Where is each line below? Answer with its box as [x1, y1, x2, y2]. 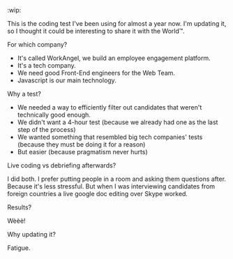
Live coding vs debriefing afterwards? [7, 161, 116, 170]
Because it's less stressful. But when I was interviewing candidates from [7, 182, 216, 191]
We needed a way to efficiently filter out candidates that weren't [17, 103, 202, 111]
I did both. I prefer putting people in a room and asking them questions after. [7, 175, 227, 183]
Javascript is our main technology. [17, 76, 116, 84]
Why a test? [7, 90, 42, 98]
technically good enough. [17, 111, 91, 119]
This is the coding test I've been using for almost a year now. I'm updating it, [7, 20, 227, 27]
